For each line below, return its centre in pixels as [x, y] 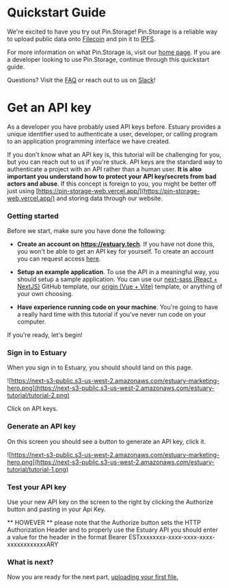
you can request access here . [59, 259]
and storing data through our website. [109, 198]
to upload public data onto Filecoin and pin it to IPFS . [81, 38]
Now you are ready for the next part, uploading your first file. [93, 577]
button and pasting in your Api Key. [56, 509]
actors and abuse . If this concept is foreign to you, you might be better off [112, 184]
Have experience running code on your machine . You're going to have [118, 307]
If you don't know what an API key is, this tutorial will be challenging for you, [114, 154]
